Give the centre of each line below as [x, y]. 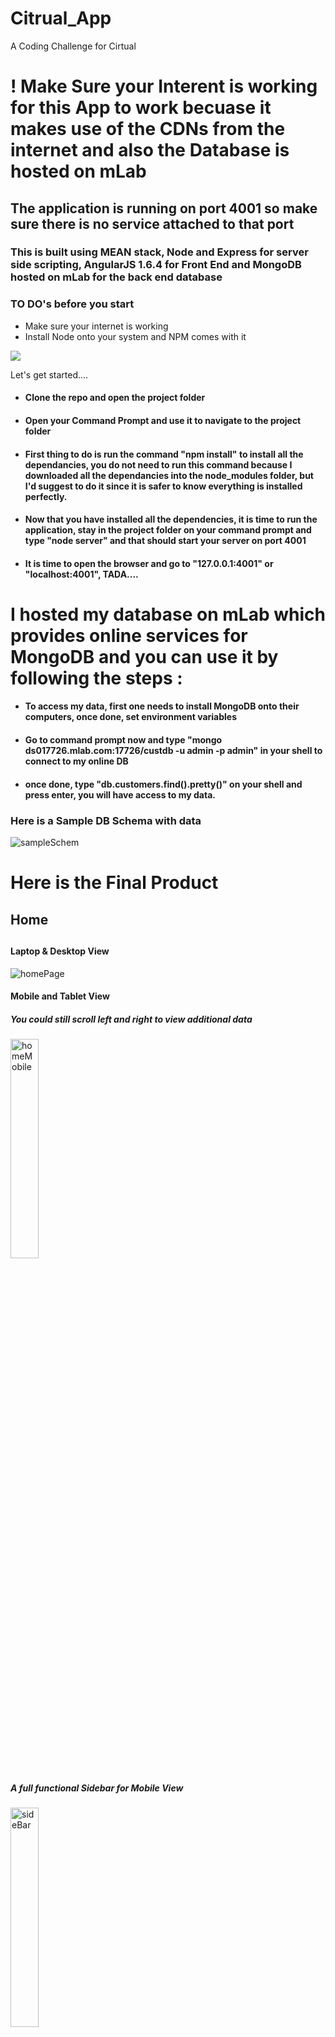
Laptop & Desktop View [60, 951]
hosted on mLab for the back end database [116, 277]
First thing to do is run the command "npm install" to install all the [164, 454]
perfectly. [46, 496]
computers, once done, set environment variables [131, 717]
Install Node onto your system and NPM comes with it [135, 336]
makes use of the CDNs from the [148, 129]
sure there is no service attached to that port [152, 223]
